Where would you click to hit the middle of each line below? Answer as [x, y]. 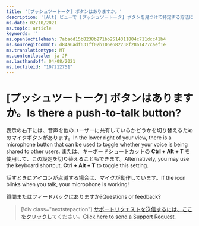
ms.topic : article [29, 28]
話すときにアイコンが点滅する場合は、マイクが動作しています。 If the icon [96, 178]
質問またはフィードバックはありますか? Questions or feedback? [84, 197]
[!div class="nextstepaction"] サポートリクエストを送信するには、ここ [107, 209]
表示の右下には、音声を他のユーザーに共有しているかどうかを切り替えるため [99, 130]
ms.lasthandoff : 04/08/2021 [41, 61]
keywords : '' [22, 34]
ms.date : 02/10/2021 [32, 23]
